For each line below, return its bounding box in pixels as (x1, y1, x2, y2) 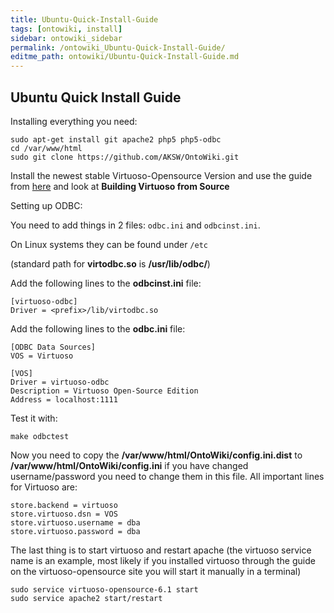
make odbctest (10, 431, 70, 441)
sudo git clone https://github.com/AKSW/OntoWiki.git (10, 152, 240, 162)
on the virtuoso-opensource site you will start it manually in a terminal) (10, 565, 302, 577)
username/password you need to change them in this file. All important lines (10, 470, 325, 482)
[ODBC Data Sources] (10, 342, 97, 352)
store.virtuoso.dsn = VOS (10, 509, 118, 519)
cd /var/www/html (10, 143, 83, 153)
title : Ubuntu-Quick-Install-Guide (10, 14, 159, 25)
